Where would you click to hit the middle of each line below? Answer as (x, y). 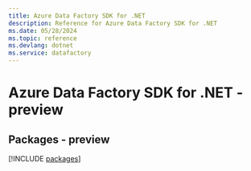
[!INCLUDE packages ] (45, 159)
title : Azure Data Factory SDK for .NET (77, 16)
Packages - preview (59, 139)
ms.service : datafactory (50, 53)
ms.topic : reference (43, 38)
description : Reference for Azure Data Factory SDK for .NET (113, 23)
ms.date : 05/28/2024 (43, 31)
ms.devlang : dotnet (41, 46)
